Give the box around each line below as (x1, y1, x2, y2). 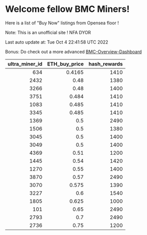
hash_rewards (88, 60, 123, 67)
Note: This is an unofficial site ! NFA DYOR (5, 29, 91, 35)
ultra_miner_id (7, 60, 43, 67)
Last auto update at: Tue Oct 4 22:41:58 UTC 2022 (5, 39, 108, 45)
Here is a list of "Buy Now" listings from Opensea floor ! (5, 20, 119, 26)
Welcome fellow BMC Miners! (5, 3, 130, 15)
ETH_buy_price (47, 60, 84, 67)
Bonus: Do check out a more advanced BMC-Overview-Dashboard (5, 49, 142, 55)
